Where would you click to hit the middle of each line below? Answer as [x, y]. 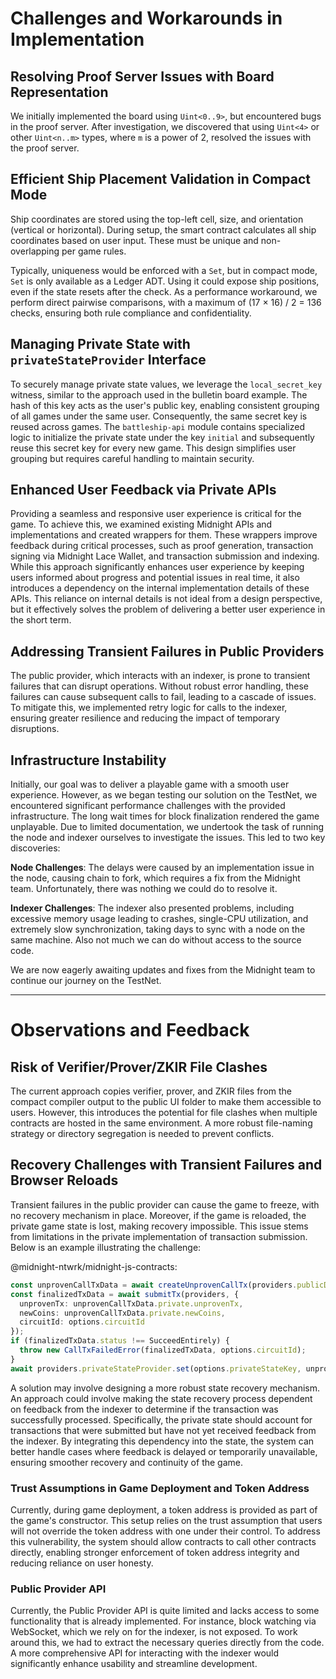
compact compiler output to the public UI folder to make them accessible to [166, 1102]
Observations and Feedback [130, 1030]
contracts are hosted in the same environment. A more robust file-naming [161, 1123]
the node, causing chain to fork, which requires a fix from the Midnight [155, 878]
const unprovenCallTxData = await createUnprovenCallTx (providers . [154, 1285]
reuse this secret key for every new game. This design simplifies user [153, 448]
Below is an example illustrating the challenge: [106, 1247]
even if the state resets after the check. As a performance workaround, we [164, 291]
